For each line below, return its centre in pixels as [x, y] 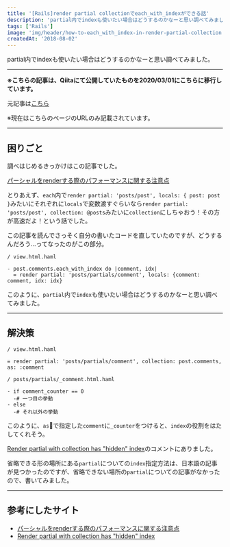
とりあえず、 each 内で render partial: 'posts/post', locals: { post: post [114, 195]
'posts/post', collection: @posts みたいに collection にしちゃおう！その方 [114, 212]
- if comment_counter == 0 [46, 391]
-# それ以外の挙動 [36, 412]
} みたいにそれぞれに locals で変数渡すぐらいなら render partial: [98, 204]
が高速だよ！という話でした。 [49, 221]
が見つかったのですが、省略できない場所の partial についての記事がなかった [114, 472]
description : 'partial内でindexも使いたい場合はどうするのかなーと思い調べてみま [113, 20]
